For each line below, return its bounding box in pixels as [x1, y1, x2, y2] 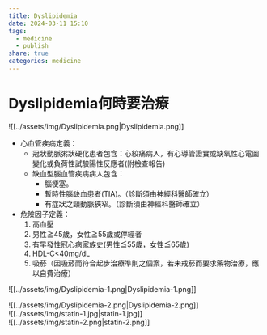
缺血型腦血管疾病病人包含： [32, 168, 125, 178]
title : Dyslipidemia [8, 11, 78, 20]
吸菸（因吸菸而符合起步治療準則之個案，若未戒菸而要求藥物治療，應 [32, 258, 260, 268]
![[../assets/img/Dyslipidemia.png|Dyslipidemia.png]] [8, 121, 184, 131]
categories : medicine [8, 57, 82, 66]
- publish [15, 42, 49, 50]
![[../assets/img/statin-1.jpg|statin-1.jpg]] [8, 308, 143, 318]
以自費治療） [32, 268, 75, 278]
